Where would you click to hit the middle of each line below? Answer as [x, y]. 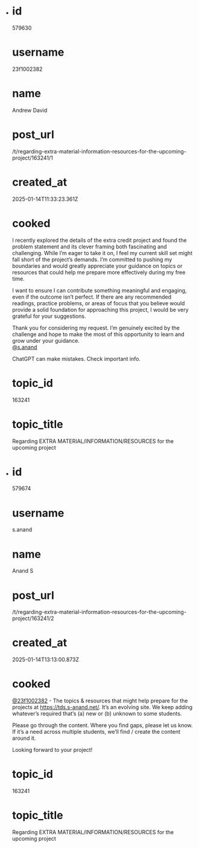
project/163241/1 [32, 158]
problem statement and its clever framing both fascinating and [89, 247]
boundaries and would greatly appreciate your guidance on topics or [97, 266]
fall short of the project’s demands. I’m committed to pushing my [92, 259]
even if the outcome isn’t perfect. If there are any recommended [92, 297]
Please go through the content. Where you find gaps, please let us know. [102, 725]
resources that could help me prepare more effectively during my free [99, 272]
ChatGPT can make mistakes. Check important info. [76, 358]
